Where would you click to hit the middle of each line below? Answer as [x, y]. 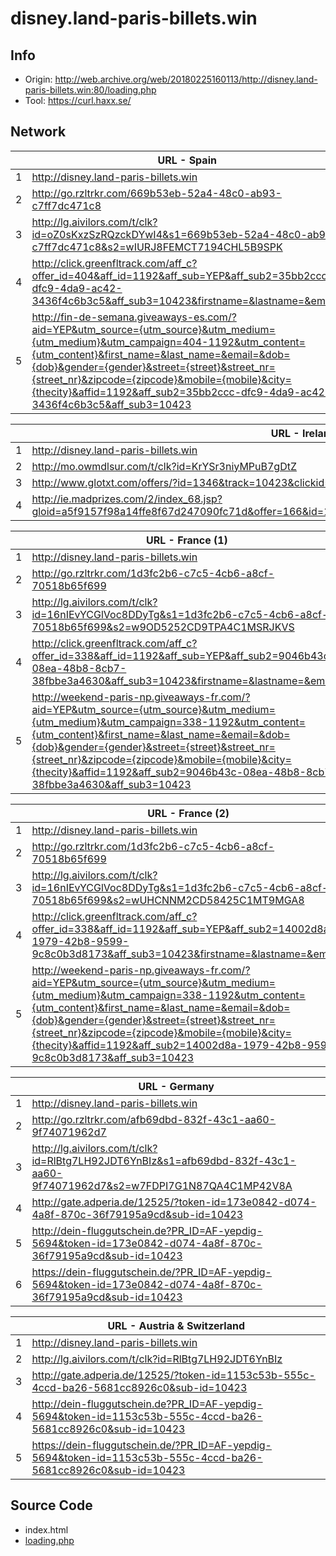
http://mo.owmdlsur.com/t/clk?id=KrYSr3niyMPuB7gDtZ [164, 466]
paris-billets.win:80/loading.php [90, 90]
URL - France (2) [188, 813]
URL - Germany [176, 1086]
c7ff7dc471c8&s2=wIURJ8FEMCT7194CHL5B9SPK [157, 247]
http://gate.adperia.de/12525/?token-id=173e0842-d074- [174, 1202]
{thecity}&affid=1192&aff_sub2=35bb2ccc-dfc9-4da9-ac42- [181, 392]
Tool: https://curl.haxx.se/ [78, 100]
